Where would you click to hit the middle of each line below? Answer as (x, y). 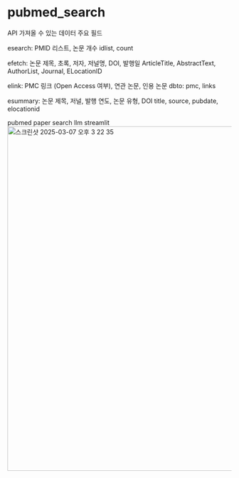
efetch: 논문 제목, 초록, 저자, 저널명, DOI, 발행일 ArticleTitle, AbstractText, (112, 63)
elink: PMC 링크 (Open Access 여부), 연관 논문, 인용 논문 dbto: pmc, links (112, 85)
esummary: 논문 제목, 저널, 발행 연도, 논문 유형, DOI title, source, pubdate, (113, 101)
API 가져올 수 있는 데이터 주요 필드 (55, 33)
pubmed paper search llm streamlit (59, 122)
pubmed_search (56, 12)
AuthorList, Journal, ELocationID (55, 71)
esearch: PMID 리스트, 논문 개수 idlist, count (70, 48)
